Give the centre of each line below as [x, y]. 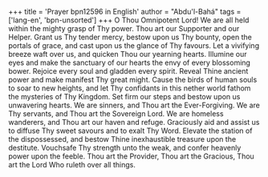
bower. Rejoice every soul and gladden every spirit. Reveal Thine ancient [128, 71]
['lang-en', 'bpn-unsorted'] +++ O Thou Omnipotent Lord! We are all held [129, 20]
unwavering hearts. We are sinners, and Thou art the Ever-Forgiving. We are [134, 105]
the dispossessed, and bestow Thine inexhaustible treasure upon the [122, 139]
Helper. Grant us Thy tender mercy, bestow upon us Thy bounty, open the [130, 37]
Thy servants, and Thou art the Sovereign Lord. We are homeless [116, 114]
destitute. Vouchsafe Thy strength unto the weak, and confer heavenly [125, 148]
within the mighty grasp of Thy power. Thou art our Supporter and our [124, 28]
